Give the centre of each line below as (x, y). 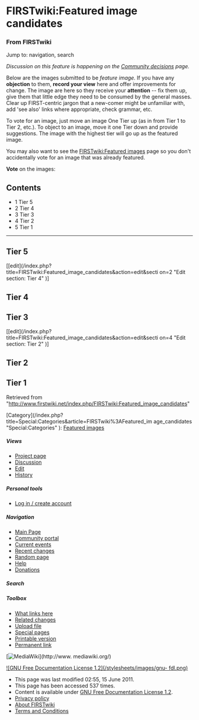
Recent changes (35, 551)
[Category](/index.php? (35, 415)
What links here (34, 613)
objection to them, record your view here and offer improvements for (91, 84)
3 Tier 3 (24, 215)
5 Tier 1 (24, 227)
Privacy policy (32, 698)
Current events (33, 544)
